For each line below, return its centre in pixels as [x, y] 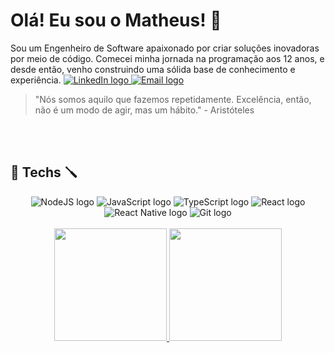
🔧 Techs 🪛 [44, 172]
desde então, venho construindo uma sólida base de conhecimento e [153, 69]
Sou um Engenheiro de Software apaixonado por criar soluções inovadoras [165, 48]
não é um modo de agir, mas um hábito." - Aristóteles [144, 110]
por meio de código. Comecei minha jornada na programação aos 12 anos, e [167, 58]
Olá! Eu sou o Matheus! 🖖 [116, 20]
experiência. [36, 80]
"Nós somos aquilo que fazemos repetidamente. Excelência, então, [173, 99]
